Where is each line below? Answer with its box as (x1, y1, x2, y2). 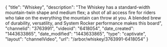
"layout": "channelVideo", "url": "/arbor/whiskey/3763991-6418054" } (5, 36, 149, 42)
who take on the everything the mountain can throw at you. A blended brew (5, 15, 161, 20)
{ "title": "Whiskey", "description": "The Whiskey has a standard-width (5, 4, 150, 10)
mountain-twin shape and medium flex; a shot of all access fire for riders (5, 9, 156, 15)
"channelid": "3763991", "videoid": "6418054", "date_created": (5, 25, 134, 31)
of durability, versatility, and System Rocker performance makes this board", (5, 20, 162, 26)
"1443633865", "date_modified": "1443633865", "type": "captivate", (5, 31, 146, 36)
